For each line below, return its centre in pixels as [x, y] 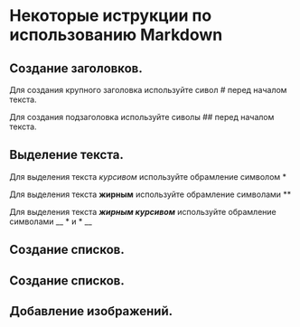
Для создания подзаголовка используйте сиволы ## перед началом [142, 117]
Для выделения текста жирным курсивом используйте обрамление [143, 211]
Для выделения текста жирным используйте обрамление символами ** [150, 194]
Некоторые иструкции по [111, 16]
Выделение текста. [67, 155]
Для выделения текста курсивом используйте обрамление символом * [148, 176]
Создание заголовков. [76, 68]
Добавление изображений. [91, 311]
